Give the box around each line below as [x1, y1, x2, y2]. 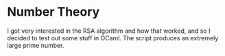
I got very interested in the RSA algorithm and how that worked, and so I [7, 27, 211, 35]
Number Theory [7, 4, 100, 20]
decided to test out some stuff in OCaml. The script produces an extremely [7, 33, 219, 42]
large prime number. [7, 41, 64, 49]
